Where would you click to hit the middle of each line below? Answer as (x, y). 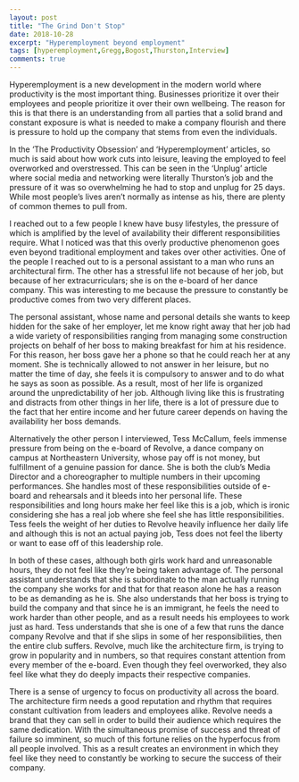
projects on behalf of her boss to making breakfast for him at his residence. (148, 345)
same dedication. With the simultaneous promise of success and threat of (145, 730)
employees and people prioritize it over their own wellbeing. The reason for (147, 103)
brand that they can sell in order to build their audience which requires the (145, 720)
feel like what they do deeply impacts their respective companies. (130, 674)
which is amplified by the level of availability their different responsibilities (145, 233)
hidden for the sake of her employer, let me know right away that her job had (150, 326)
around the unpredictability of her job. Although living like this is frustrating (147, 393)
